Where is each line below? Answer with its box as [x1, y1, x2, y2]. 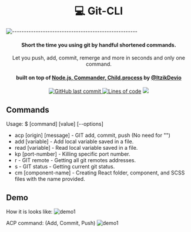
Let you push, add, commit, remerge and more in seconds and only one [12, 55, 186, 62]
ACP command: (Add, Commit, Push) [6, 219, 96, 226]
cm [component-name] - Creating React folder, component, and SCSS [14, 169, 185, 176]
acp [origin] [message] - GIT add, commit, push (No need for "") [14, 132, 170, 139]
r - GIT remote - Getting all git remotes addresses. [14, 157, 136, 164]
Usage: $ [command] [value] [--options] [6, 120, 104, 127]
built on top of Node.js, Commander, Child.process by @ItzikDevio [15, 74, 182, 81]
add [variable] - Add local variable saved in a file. [14, 138, 134, 145]
